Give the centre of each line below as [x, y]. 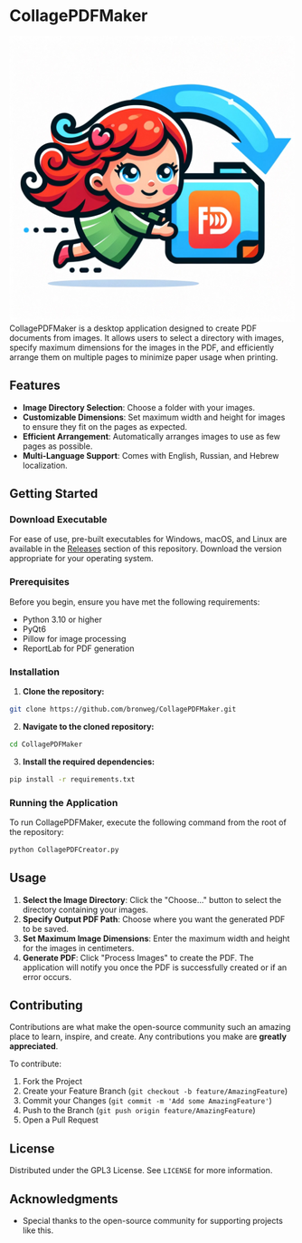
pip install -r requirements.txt [72, 779]
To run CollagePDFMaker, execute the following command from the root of [148, 822]
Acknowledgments [64, 1199]
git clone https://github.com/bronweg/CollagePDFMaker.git [123, 709]
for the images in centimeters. [78, 947]
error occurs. [47, 976]
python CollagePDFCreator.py [64, 850]
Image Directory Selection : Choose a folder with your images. [139, 407]
